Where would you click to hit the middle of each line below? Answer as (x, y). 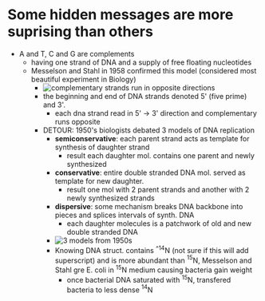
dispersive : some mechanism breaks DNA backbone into (149, 206)
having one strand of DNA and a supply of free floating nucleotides (141, 62)
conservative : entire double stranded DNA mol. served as (150, 172)
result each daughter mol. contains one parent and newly (160, 155)
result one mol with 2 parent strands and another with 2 (158, 189)
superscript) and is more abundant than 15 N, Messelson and (153, 259)
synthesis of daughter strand (102, 147)
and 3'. (54, 105)
